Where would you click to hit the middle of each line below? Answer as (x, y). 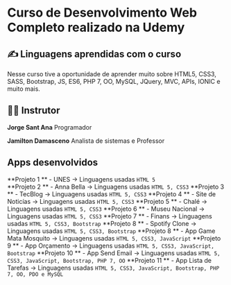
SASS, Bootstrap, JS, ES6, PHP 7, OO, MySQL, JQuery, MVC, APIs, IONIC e (114, 81)
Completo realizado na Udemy (96, 27)
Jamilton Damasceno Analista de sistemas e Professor (86, 141)
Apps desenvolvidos (53, 163)
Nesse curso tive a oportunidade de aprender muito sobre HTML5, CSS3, (112, 74)
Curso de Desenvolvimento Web (102, 13)
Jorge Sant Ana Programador (50, 127)
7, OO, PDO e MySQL (35, 274)
